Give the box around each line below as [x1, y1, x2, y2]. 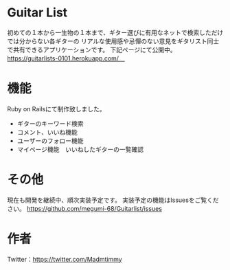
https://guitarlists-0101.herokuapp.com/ [7, 54, 119, 63]
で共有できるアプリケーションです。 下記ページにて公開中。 [7, 45, 176, 54]
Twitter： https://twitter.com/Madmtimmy [7, 255, 122, 263]
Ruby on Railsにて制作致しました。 [7, 104, 106, 113]
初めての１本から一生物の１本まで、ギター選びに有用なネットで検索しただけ [7, 28, 224, 36]
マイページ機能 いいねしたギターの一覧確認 [16, 145, 144, 153]
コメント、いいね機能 [16, 128, 78, 136]
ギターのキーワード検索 [16, 119, 84, 128]
